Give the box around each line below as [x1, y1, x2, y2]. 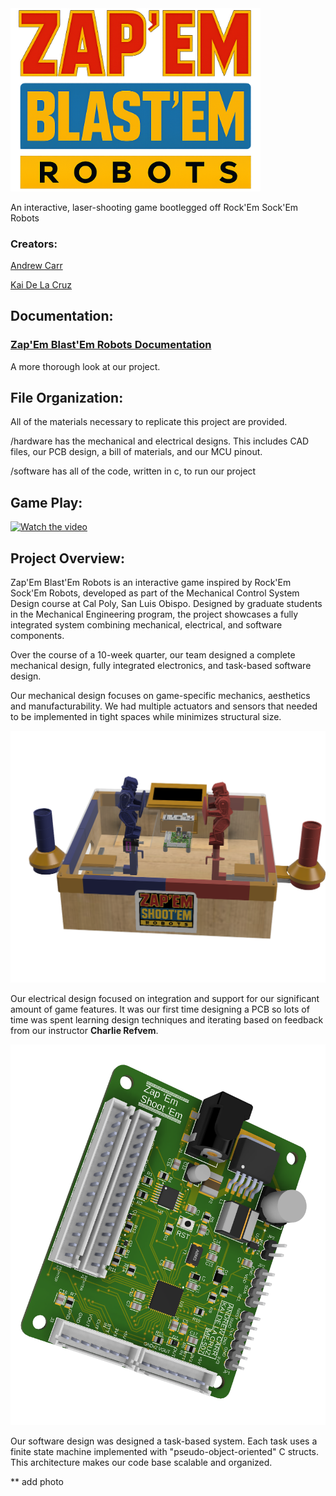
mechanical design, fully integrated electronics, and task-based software [10, 660, 312, 671]
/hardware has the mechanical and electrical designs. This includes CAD [10, 435, 310, 447]
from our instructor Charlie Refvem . [10, 1025, 159, 1037]
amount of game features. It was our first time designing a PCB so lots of [10, 1003, 310, 1016]
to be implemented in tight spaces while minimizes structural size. [10, 711, 282, 722]
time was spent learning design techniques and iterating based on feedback [10, 1014, 324, 1026]
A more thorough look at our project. [10, 360, 161, 372]
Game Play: [10, 494, 83, 511]
